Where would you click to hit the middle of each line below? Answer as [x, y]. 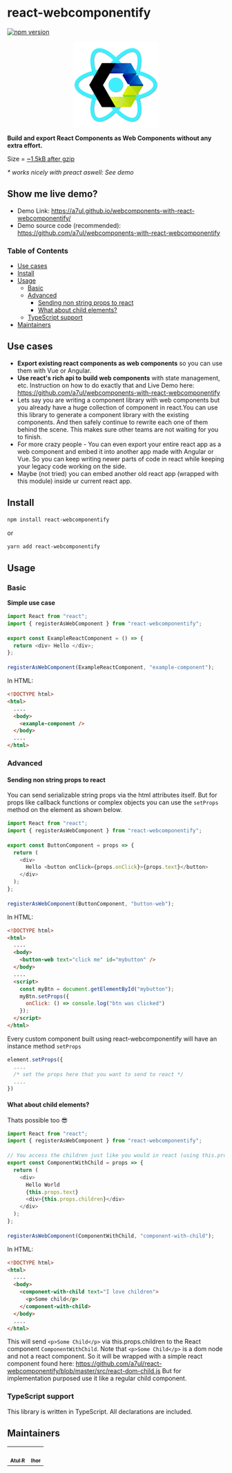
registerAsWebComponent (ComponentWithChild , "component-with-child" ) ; [111, 1236]
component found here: [41, 1364]
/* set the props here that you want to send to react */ [99, 1074]
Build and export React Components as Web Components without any [109, 138]
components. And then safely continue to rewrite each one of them [113, 422]
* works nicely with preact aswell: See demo [70, 172]
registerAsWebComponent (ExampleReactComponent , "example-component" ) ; [111, 668]
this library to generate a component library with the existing [103, 414]
